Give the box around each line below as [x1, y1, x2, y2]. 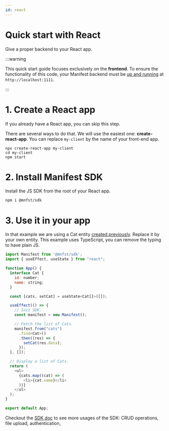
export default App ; [5, 406, 49, 411]
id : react [5, 7, 26, 13]
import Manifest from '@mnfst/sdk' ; [5, 252, 82, 257]
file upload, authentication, [5, 420, 61, 426]
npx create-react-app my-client [5, 145, 73, 151]
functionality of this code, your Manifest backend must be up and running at [5, 71, 164, 77]
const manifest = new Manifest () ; [14, 312, 87, 318]
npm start [5, 154, 26, 160]
